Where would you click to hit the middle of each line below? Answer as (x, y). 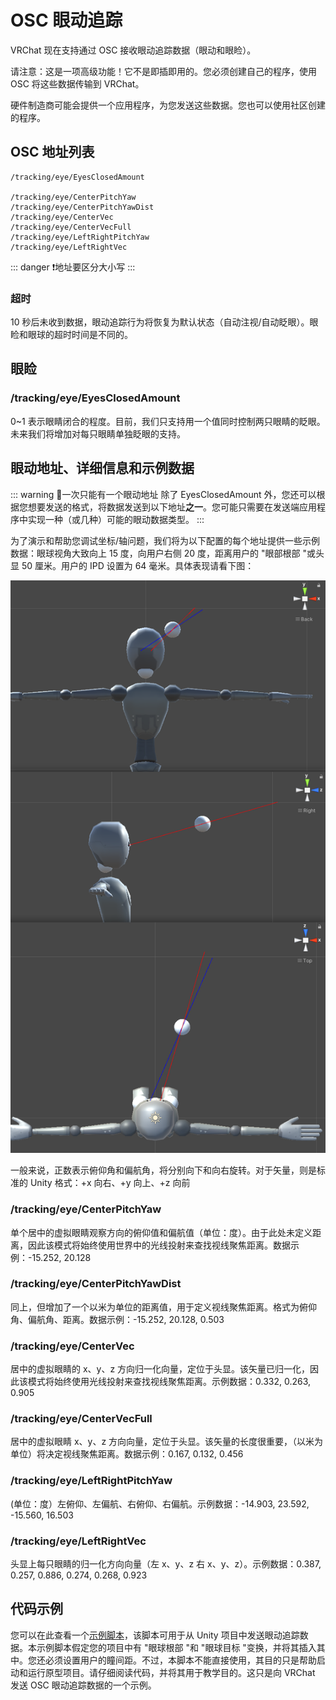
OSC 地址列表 (52, 152)
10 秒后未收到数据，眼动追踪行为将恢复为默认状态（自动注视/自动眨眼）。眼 (164, 322)
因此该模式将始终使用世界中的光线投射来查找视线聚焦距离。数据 (159, 1245)
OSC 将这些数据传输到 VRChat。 (77, 83)
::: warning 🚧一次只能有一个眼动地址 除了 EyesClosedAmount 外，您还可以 (163, 494)
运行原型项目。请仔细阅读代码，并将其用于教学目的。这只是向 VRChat (171, 1672)
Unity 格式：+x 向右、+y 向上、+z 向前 (110, 1183)
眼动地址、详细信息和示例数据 (102, 468)
